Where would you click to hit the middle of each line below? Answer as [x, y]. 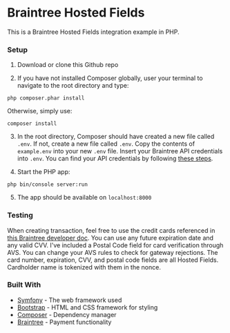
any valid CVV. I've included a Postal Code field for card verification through [115, 245]
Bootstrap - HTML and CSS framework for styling [87, 307]
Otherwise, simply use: [40, 111]
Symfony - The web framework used [69, 300]
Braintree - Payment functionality [64, 322]
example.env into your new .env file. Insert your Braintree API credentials [120, 151]
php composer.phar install [46, 98]
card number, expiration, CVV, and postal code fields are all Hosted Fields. [113, 260]
